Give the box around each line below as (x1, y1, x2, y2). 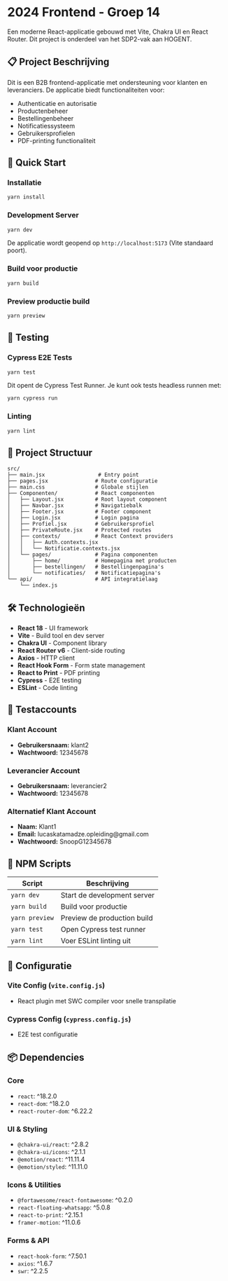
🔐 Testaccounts (7, 704, 77, 716)
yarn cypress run (7, 395, 58, 402)
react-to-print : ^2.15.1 (17, 1211, 83, 1219)
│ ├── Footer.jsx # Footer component (7, 508, 152, 515)
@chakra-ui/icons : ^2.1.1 (17, 1148, 86, 1156)
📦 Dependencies (7, 1051, 85, 1063)
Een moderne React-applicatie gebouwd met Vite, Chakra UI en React (7, 27, 208, 36)
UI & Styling (7, 1124, 48, 1134)
